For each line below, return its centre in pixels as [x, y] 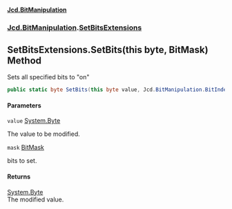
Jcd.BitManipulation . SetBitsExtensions [75, 28]
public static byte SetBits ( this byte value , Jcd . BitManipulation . [106, 90]
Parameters [24, 105]
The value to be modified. [44, 134]
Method [25, 60]
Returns [19, 177]
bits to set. [22, 161]
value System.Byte [34, 121]
